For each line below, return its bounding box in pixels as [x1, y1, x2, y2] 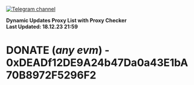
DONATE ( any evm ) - [6, 44, 110, 57]
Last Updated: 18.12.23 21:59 [6, 23, 78, 30]
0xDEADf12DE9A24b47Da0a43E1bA [6, 56, 188, 70]
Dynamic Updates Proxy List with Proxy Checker [6, 17, 127, 23]
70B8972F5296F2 [6, 69, 96, 82]
